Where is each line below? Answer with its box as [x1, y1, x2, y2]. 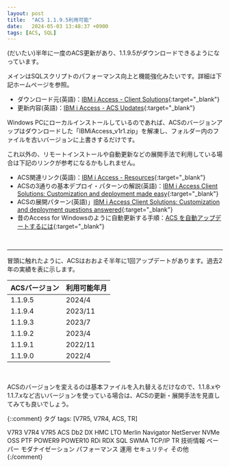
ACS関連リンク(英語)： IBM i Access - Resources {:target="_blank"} [16, 173, 206, 182]
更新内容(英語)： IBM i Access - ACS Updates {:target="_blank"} [16, 104, 196, 112]
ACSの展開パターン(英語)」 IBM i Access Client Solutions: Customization [16, 198, 220, 206]
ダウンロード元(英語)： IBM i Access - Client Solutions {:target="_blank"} [16, 95, 220, 104]
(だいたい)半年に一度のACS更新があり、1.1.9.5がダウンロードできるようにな [7, 49, 220, 57]
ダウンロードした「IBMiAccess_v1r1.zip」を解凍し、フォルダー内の [25, 127, 214, 135]
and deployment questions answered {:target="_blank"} [16, 205, 173, 214]
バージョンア [186, 118, 223, 127]
